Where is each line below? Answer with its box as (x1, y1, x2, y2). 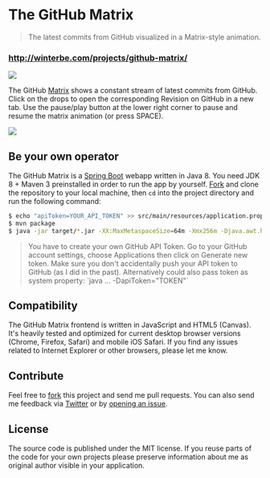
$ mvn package (8, 219, 56, 227)
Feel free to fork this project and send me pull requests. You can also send (8, 390, 255, 400)
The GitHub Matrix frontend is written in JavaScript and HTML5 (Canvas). (8, 320, 252, 330)
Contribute (8, 369, 64, 382)
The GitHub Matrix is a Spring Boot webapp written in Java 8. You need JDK (8, 171, 260, 181)
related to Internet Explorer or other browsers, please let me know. (8, 345, 228, 355)
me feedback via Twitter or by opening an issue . (8, 399, 168, 409)
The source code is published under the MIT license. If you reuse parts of (8, 443, 252, 453)
